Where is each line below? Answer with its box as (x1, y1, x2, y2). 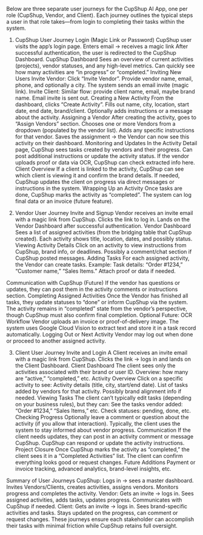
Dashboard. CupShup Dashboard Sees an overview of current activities (15, 56, 194, 63)
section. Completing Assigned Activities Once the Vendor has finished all (6, 292, 188, 299)
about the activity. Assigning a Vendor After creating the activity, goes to (15, 114, 197, 121)
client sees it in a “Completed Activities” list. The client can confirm (15, 452, 183, 459)
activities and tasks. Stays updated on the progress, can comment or (6, 509, 178, 516)
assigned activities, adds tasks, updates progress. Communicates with (6, 496, 182, 503)
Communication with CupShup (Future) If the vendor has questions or (6, 279, 181, 286)
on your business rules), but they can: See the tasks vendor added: (15, 401, 183, 407)
